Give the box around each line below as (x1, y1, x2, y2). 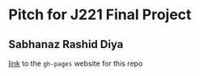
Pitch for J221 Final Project (8, 6, 192, 24)
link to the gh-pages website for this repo (8, 58, 143, 68)
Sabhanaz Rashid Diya (8, 38, 124, 51)
